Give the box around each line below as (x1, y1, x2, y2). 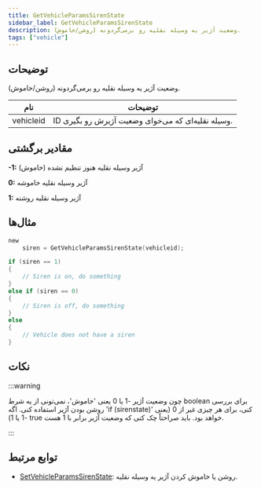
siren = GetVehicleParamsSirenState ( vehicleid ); (22, 244, 185, 252)
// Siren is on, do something (22, 272, 122, 281)
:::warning (8, 381, 41, 390)
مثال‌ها (8, 216, 37, 229)
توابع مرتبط (8, 451, 57, 464)
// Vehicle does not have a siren (22, 331, 135, 339)
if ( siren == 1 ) (8, 258, 61, 266)
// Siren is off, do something (22, 301, 125, 310)
